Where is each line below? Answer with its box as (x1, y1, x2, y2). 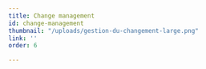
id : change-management (8, 19, 84, 27)
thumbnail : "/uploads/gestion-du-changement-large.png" (8, 26, 199, 34)
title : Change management (8, 11, 95, 20)
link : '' (8, 34, 38, 43)
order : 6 (8, 42, 38, 50)
